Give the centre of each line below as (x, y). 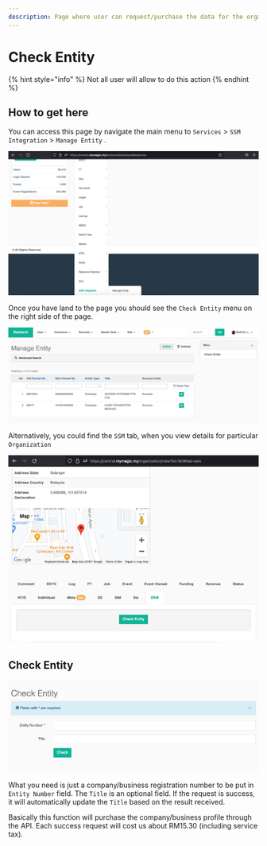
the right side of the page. (51, 316)
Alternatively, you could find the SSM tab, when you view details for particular (133, 436)
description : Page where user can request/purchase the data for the (126, 17)
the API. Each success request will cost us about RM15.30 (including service (133, 825)
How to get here (48, 113)
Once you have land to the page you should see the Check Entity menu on (130, 308)
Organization (30, 445)
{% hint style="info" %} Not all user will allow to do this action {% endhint (129, 79)
